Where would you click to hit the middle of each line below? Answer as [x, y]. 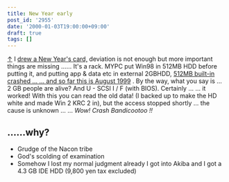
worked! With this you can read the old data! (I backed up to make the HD [112, 96]
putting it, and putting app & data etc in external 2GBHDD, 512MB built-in [111, 74]
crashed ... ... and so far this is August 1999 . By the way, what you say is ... [114, 81]
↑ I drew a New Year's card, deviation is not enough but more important [110, 59]
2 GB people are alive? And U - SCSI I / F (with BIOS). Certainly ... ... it [107, 89]
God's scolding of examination [61, 156]
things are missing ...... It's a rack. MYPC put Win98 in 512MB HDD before [112, 66]
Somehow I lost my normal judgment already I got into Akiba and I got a [119, 163]
